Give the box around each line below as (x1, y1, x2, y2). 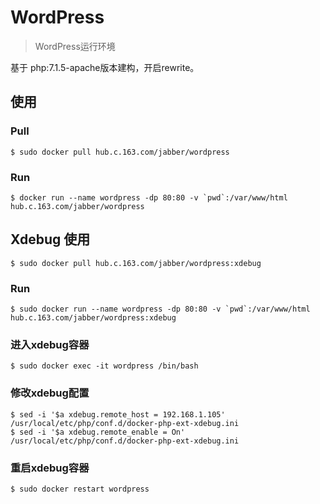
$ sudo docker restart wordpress (10, 484, 150, 494)
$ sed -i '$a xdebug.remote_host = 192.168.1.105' (10, 409, 226, 420)
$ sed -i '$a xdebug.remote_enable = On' (10, 427, 186, 437)
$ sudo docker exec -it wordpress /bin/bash (10, 361, 199, 371)
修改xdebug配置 (10, 386, 90, 400)
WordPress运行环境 (34, 40, 116, 52)
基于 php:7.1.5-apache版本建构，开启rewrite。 (10, 61, 200, 73)
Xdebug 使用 (10, 231, 91, 248)
